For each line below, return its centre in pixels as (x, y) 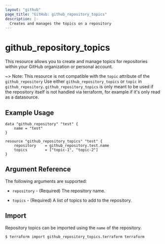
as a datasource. (22, 97)
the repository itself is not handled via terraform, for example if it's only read (83, 92)
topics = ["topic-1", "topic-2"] (56, 150)
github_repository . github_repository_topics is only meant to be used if (79, 87)
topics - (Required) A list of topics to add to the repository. (72, 200)
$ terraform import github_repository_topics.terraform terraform (75, 237)
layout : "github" (23, 10)
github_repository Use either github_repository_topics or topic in (74, 81)
